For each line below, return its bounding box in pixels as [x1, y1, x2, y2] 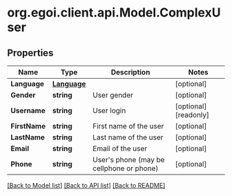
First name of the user [93, 121, 164, 130]
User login [93, 106, 126, 115]
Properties [7, 47, 54, 59]
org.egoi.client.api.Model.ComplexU [7, 5, 221, 21]
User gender [93, 90, 133, 99]
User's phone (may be [93, 155, 165, 164]
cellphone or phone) [93, 164, 159, 173]
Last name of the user [93, 133, 164, 142]
